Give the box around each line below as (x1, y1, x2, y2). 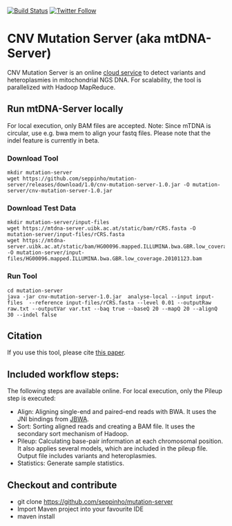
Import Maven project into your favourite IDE (17, 505, 144, 514)
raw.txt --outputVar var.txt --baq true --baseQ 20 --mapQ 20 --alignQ (7, 305, 217, 312)
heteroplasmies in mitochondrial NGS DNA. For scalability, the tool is (7, 75, 202, 84)
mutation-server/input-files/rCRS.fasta (7, 231, 126, 238)
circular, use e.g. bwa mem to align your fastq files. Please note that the (7, 129, 211, 137)
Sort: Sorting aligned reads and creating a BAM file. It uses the (17, 422, 195, 430)
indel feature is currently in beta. (7, 136, 100, 145)
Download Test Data (7, 203, 77, 212)
